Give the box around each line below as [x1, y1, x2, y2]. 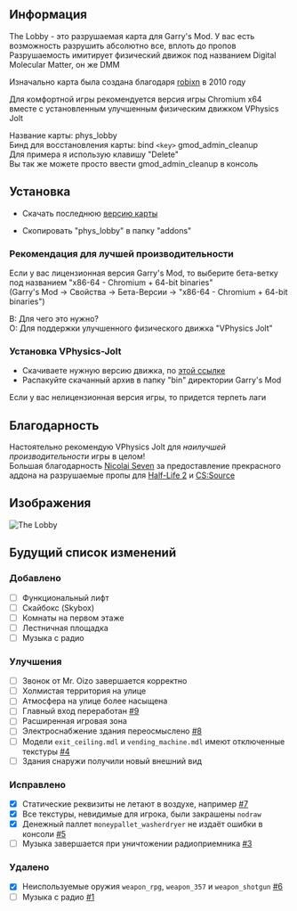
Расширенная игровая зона [21, 716, 127, 726]
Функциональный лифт [21, 592, 109, 603]
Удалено [9, 861, 50, 874]
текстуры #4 [21, 746, 70, 757]
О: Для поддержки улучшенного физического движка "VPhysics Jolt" [9, 323, 273, 333]
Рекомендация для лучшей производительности [9, 247, 234, 259]
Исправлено [9, 778, 67, 791]
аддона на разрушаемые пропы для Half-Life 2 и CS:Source [9, 470, 236, 480]
